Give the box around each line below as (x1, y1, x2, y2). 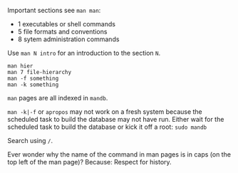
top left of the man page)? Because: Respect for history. (7, 158, 172, 166)
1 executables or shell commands (17, 20, 116, 28)
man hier (7, 63, 33, 70)
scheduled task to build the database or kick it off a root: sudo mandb (7, 122, 207, 131)
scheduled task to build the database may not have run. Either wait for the (7, 115, 224, 123)
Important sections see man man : (7, 6, 101, 14)
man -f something (7, 75, 59, 82)
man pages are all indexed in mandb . (7, 94, 108, 102)
